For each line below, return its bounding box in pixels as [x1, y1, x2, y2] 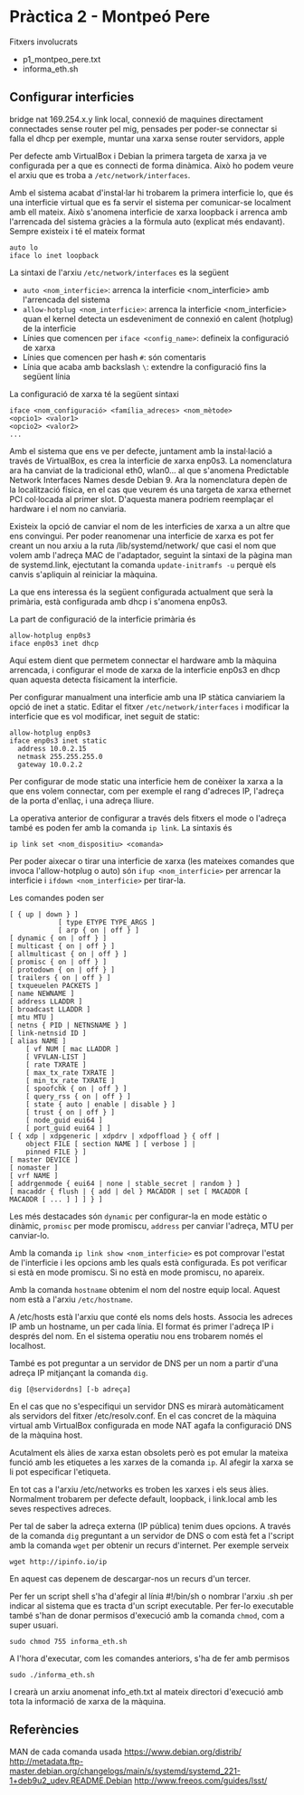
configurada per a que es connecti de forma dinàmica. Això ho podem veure [9, 160, 294, 171]
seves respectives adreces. [9, 1503, 111, 1514]
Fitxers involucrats [9, 36, 79, 47]
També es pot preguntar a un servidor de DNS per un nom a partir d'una [9, 1357, 279, 1368]
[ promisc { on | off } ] [9, 957, 107, 966]
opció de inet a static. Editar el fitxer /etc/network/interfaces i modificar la [9, 701, 290, 712]
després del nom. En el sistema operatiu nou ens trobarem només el [9, 1330, 264, 1341]
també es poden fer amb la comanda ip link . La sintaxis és [9, 822, 233, 833]
